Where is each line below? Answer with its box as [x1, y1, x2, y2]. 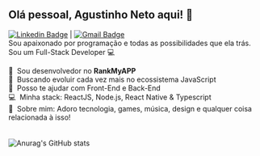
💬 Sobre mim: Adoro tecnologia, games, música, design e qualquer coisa [8, 103, 253, 113]
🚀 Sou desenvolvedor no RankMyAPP [8, 65, 136, 75]
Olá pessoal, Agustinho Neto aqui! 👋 [8, 8, 194, 22]
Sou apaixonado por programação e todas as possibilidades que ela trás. [8, 38, 252, 48]
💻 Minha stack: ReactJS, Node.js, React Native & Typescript [8, 92, 212, 102]
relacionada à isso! [8, 112, 71, 122]
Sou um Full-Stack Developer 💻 [8, 47, 115, 57]
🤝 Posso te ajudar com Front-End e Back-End [8, 82, 161, 93]
